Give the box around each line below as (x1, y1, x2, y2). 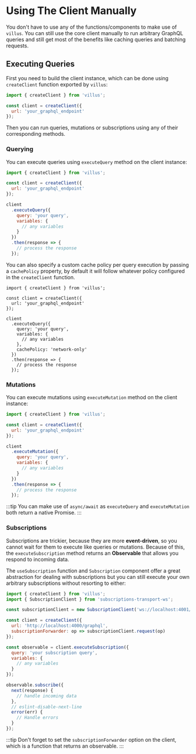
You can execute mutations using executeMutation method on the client (6, 394, 178, 401)
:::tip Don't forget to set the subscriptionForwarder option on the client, (6, 736, 177, 743)
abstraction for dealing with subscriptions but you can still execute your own (6, 573, 190, 580)
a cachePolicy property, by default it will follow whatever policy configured (6, 268, 185, 275)
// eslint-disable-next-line (11, 704, 82, 710)
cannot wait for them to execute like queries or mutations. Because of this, (6, 543, 185, 550)
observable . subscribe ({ (6, 682, 64, 688)
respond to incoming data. (6, 556, 69, 563)
